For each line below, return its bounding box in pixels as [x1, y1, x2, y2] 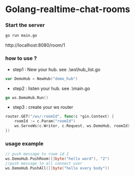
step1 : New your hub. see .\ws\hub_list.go [12, 66, 101, 72]
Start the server [5, 22, 45, 29]
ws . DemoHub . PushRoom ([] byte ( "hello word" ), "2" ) [5, 156, 110, 161]
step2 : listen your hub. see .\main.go [12, 85, 90, 92]
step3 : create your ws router [12, 104, 73, 110]
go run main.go [5, 33, 37, 38]
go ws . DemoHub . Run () [5, 95, 49, 100]
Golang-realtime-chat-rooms [5, 4, 130, 15]
